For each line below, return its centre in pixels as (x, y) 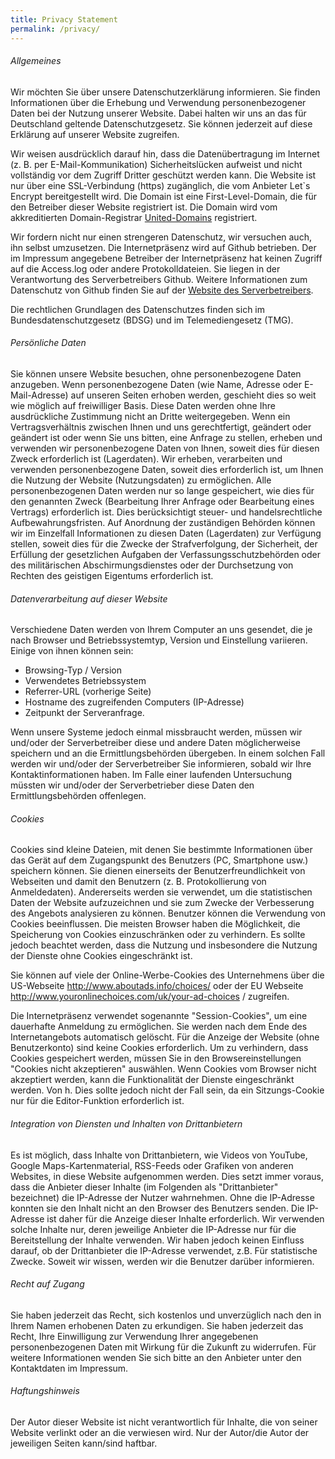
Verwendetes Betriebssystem (85, 681)
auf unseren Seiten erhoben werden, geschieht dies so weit (193, 395)
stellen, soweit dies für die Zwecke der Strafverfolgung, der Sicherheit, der (164, 543)
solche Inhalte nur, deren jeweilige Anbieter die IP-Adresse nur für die (153, 1229)
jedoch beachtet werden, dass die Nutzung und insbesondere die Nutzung (164, 945)
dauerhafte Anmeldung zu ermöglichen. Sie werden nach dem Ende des (159, 1027)
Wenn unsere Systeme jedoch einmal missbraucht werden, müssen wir (156, 732)
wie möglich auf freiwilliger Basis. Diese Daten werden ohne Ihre (143, 405)
